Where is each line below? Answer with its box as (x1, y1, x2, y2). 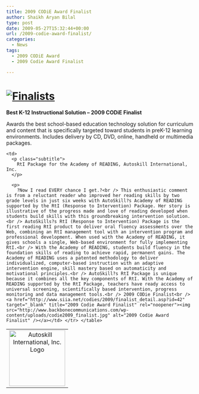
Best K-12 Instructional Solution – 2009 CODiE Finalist (6, 109, 142, 116)
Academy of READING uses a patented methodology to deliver (6, 255, 159, 261)
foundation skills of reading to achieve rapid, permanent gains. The (6, 250, 185, 256)
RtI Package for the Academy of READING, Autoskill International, (17, 161, 188, 167)
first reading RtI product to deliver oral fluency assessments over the (6, 224, 194, 230)
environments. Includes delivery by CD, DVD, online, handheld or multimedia (6, 133, 194, 140)
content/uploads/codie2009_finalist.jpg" (6, 312, 111, 318)
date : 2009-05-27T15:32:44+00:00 (6, 25, 89, 32)
